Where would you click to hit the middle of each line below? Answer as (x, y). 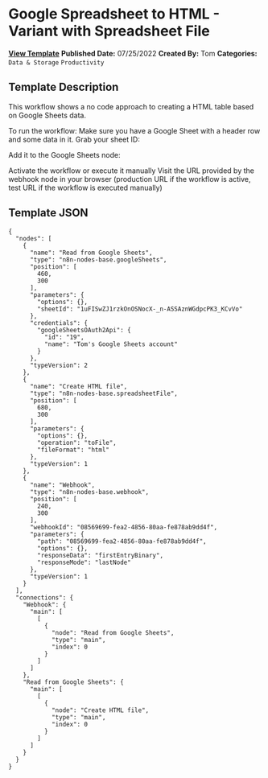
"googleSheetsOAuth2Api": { (84, 330)
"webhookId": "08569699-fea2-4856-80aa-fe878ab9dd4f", (124, 527)
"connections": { (45, 597)
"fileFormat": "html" (74, 450)
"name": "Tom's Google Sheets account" (111, 344)
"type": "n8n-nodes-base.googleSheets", (98, 259)
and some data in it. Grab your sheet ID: (74, 139)
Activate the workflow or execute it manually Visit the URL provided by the (132, 171)
